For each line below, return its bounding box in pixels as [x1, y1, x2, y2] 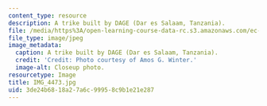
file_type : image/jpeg [8, 33, 83, 42]
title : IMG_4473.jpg [8, 78, 77, 86]
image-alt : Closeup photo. [15, 64, 105, 72]
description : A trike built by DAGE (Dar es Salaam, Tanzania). [8, 19, 226, 27]
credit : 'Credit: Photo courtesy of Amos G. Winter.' [15, 57, 197, 65]
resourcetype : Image [8, 71, 77, 79]
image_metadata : [8, 41, 62, 49]
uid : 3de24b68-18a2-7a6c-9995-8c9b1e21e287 [8, 85, 155, 94]
